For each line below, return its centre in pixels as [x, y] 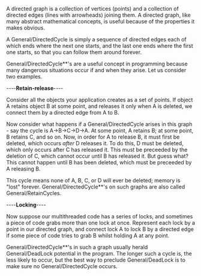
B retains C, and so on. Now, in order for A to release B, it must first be [93, 137]
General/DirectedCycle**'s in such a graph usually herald [77, 247]
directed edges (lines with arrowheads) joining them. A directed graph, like [98, 15]
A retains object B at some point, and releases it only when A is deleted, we [99, 106]
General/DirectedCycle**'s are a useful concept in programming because [97, 64]
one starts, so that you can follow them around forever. [74, 52]
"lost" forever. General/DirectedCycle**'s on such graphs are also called [96, 187]
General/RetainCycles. [34, 193]
